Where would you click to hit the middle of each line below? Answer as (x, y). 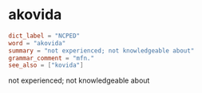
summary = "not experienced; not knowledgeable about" (101, 50)
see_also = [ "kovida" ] (46, 65)
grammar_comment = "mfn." (51, 58)
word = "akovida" (37, 43)
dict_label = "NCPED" (44, 36)
